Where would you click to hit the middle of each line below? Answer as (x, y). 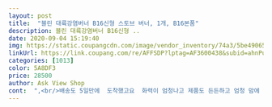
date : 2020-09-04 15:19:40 (54, 38)
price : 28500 (30, 76)
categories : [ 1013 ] (41, 61)
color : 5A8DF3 (32, 68)
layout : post (30, 16)
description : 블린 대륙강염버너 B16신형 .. (74, 31)
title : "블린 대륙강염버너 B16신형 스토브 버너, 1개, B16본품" (104, 23)
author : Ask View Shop (47, 83)
